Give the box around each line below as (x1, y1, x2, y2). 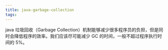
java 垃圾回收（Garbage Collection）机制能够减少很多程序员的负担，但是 (5, 26, 159, 33)
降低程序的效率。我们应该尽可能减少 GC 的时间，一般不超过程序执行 (14, 33, 158, 39)
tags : (5, 12, 17, 17)
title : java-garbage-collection (5, 7, 74, 13)
